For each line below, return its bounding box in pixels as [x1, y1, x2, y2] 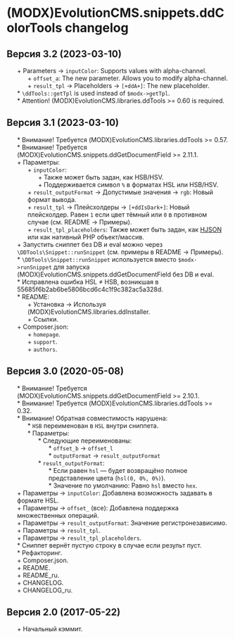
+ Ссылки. [27, 315, 59, 323]
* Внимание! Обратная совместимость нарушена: [16, 414, 168, 422]
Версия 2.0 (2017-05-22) [6, 607, 121, 619]
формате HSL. [16, 496, 59, 505]
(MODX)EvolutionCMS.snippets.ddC [6, 5, 224, 21]
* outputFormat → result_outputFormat [48, 451, 161, 460]
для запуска [53, 262, 90, 271]
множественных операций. [16, 511, 99, 519]
